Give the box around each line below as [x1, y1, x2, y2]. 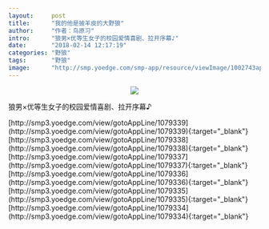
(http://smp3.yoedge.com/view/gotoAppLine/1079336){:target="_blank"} [8, 177, 249, 187]
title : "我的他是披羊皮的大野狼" [8, 19, 125, 27]
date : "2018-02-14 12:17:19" [8, 42, 127, 50]
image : [8, 64, 30, 72]
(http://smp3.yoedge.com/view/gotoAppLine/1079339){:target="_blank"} [8, 126, 249, 136]
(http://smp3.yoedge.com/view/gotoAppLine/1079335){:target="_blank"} [8, 194, 248, 204]
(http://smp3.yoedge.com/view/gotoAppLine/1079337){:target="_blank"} [8, 160, 248, 170]
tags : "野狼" [8, 57, 71, 65]
